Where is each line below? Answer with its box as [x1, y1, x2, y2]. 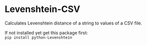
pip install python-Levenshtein [5, 35, 72, 40]
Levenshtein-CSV [5, 3, 81, 15]
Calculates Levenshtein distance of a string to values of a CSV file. [5, 20, 142, 26]
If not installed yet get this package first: [5, 29, 88, 35]
